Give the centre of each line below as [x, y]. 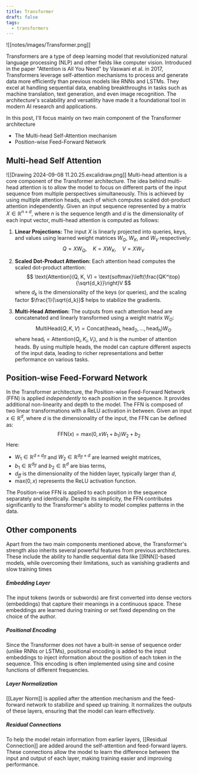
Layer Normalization [32, 684]
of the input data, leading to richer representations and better [89, 353]
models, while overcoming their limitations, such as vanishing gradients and [98, 563]
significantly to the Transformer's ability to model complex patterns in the [95, 505]
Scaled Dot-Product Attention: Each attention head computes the [95, 261]
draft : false [22, 17]
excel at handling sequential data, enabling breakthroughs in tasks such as [97, 88]
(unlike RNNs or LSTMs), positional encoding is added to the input [86, 651]
